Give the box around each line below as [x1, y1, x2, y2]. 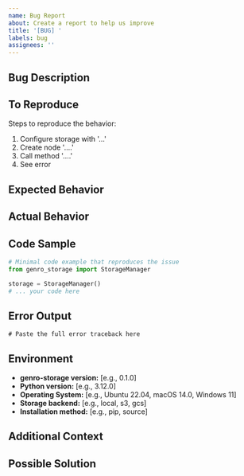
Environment [8, 352, 74, 365]
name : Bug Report [8, 11, 66, 20]
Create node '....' [19, 142, 74, 152]
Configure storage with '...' [19, 135, 107, 144]
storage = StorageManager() [8, 279, 102, 287]
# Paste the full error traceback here [8, 330, 141, 338]
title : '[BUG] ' [8, 26, 62, 34]
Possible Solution [8, 457, 97, 470]
